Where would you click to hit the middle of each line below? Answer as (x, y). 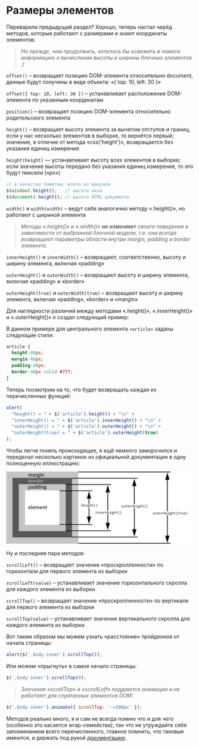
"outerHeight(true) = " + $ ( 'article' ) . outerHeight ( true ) (85, 433)
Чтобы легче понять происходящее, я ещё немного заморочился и (92, 451)
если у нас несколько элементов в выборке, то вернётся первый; (90, 136)
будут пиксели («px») (33, 172)
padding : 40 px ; (29, 366)
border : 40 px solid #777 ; (42, 372)
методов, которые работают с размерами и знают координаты (87, 33)
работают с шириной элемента (46, 215)
